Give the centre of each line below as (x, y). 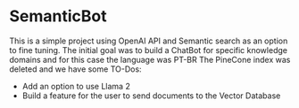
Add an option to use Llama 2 (76, 86)
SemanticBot (58, 16)
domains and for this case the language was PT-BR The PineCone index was (150, 59)
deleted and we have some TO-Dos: (75, 69)
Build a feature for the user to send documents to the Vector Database (151, 96)
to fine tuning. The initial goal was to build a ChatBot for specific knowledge (149, 50)
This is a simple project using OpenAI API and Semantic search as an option (149, 41)
